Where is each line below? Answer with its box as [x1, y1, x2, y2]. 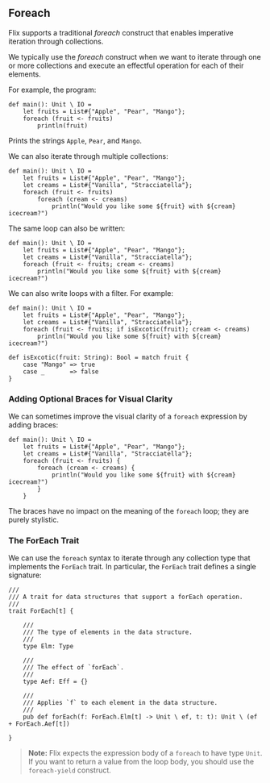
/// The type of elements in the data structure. [23, 628, 193, 636]
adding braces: [8, 420, 59, 430]
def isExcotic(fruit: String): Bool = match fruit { [8, 353, 189, 361]
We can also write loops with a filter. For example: [8, 288, 173, 298]
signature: [8, 570, 42, 580]
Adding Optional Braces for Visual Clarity [8, 393, 173, 404]
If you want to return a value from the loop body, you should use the [27, 757, 255, 767]
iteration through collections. [8, 36, 104, 46]
